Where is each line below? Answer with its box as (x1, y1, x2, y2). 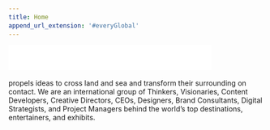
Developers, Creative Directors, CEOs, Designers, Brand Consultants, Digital (8, 95, 263, 105)
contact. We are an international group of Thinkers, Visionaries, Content (8, 86, 249, 96)
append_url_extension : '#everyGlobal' (8, 21, 139, 30)
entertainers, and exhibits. (8, 112, 96, 122)
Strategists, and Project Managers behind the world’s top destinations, (8, 103, 243, 113)
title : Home (8, 13, 49, 21)
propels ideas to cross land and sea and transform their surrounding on (8, 78, 247, 88)
